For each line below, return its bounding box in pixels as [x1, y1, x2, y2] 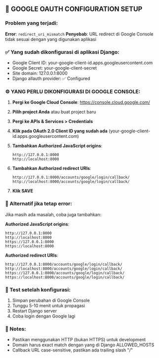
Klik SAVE [12, 188, 34, 194]
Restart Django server [12, 308, 57, 314]
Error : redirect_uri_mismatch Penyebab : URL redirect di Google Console [5, 31, 154, 37]
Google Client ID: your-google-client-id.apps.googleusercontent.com [12, 60, 153, 66]
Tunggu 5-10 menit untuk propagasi [12, 302, 85, 309]
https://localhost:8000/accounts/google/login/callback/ [5, 275, 125, 279]
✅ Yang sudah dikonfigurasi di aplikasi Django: [5, 48, 119, 55]
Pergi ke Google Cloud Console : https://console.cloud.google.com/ [12, 99, 151, 105]
